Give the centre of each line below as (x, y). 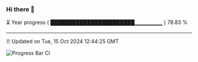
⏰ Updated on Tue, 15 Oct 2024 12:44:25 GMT (62, 42)
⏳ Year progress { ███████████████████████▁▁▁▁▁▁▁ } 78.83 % (97, 22)
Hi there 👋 (21, 9)
